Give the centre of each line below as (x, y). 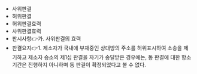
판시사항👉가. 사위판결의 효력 (46, 38)
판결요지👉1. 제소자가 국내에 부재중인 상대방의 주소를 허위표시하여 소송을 (97, 48)
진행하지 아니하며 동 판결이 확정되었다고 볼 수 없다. (87, 65)
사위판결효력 (27, 31)
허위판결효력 (27, 24)
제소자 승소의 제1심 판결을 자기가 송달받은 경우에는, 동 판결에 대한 (104, 57)
